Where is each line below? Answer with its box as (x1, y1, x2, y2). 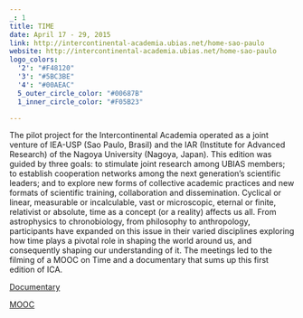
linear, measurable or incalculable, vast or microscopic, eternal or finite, (9, 197, 277, 208)
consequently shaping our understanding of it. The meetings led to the (9, 245, 273, 256)
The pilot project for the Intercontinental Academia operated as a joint (9, 130, 270, 141)
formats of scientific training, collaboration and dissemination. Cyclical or (9, 187, 282, 199)
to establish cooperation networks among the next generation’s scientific (9, 168, 281, 179)
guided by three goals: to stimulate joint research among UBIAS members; (9, 159, 286, 170)
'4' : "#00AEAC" (17, 80, 75, 89)
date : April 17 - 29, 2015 (9, 30, 111, 39)
